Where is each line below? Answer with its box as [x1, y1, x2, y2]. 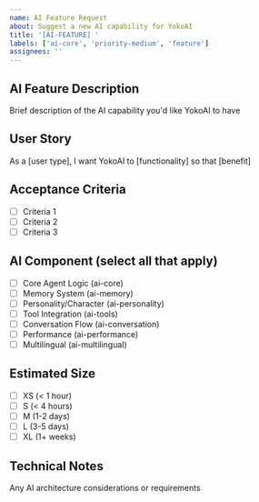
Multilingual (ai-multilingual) [22, 338, 127, 350]
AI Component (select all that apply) [9, 254, 218, 269]
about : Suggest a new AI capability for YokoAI [9, 22, 194, 31]
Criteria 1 [22, 206, 56, 216]
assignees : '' [9, 47, 64, 56]
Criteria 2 [22, 216, 58, 227]
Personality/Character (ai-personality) [22, 297, 165, 309]
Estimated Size [9, 366, 96, 382]
